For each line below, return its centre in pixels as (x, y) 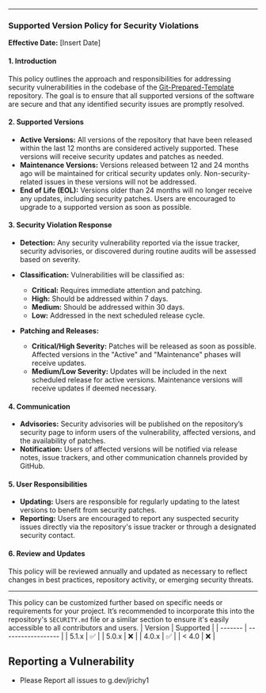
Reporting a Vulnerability (71, 661)
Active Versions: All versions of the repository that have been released (136, 139)
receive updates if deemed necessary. (94, 388)
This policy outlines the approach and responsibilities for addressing (120, 78)
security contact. (47, 535)
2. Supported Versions (46, 122)
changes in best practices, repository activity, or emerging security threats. (131, 580)
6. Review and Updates (47, 553)
